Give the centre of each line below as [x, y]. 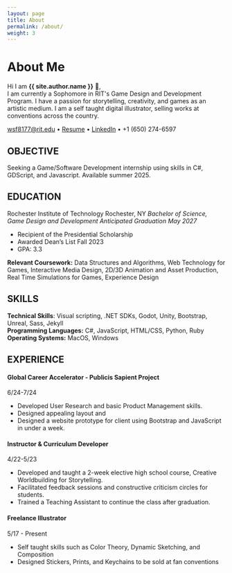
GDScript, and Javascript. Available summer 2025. [79, 175]
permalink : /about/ [35, 26]
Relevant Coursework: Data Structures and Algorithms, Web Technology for [116, 262]
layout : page [26, 14]
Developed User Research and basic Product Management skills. [110, 406]
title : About [26, 20]
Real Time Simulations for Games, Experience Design [83, 277]
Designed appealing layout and [61, 414]
